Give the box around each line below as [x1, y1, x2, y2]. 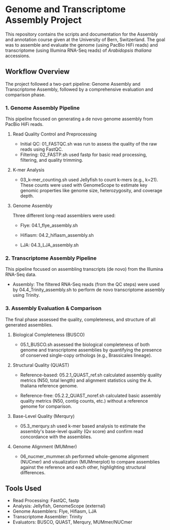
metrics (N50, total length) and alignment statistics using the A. [20, 377, 152, 383]
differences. [20, 469, 46, 475]
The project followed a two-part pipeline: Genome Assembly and [5, 81, 141, 87]
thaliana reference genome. [20, 382, 78, 388]
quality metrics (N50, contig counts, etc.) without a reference [20, 398, 148, 404]
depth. [20, 193, 34, 199]
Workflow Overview [5, 67, 70, 76]
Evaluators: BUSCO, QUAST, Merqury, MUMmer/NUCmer [12, 519, 132, 525]
